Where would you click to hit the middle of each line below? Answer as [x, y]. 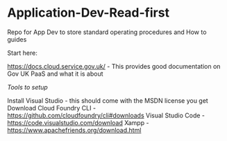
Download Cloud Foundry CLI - [51, 108]
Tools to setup [28, 87]
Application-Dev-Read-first [89, 13]
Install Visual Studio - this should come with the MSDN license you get [108, 100]
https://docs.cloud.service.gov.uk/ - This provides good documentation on [114, 66]
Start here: [23, 53]
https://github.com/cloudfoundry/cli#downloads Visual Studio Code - [106, 115]
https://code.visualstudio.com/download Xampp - [78, 122]
